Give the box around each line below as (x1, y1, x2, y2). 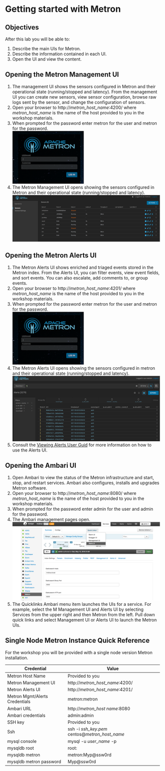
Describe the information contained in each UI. (12, 51, 107, 57)
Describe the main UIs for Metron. (12, 46, 81, 51)
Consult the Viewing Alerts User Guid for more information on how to (12, 442, 152, 448)
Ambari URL (7, 705, 32, 711)
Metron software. (12, 485, 48, 491)
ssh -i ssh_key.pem (67, 726, 108, 732)
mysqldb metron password (7, 759, 61, 765)
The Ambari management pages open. (12, 516, 90, 522)
